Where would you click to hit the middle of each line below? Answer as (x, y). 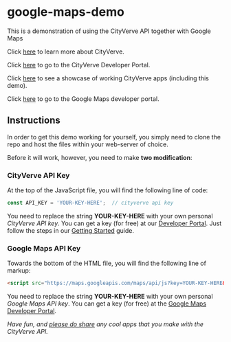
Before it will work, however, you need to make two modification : (100, 157)
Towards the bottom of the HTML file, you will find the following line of (107, 263)
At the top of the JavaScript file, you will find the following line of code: (108, 190)
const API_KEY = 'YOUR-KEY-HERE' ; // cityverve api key (90, 203)
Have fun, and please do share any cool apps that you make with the (106, 324)
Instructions (34, 121)
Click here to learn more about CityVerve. (66, 52)
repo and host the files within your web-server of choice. (88, 144)
